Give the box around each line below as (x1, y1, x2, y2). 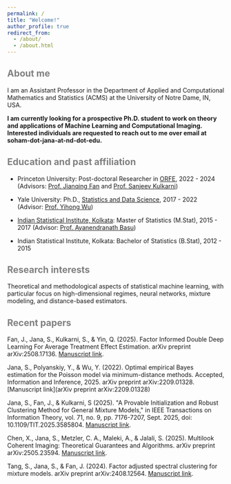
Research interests (7, 264, 90, 276)
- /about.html (13, 42, 54, 49)
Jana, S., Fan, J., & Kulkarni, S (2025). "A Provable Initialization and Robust (7, 398, 219, 407)
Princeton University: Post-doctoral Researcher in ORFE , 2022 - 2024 (17, 174, 215, 183)
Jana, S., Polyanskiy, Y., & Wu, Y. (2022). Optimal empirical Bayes (7, 363, 194, 371)
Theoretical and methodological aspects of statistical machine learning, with (7, 282, 224, 291)
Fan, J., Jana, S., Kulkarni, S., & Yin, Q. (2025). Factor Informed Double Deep (7, 336, 224, 344)
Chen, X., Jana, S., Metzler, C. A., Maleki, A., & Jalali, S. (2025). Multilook (7, 434, 214, 443)
